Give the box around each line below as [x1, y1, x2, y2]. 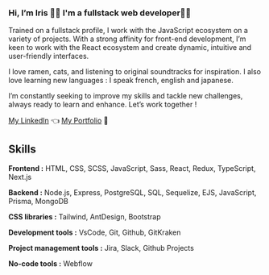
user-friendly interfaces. [8, 52, 89, 61]
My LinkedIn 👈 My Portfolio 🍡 [8, 116, 109, 126]
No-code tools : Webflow [8, 259, 93, 269]
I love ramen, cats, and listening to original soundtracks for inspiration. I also [8, 67, 262, 77]
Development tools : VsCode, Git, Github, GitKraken [8, 227, 181, 237]
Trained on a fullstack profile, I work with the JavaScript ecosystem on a [8, 26, 248, 35]
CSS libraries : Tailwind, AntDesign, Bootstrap [8, 212, 161, 222]
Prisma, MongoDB [8, 197, 68, 206]
